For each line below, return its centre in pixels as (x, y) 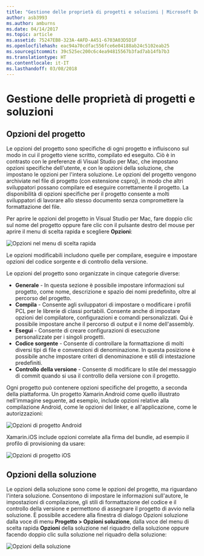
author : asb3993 (27, 18)
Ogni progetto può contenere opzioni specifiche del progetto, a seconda (97, 388)
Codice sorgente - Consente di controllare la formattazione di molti (99, 343)
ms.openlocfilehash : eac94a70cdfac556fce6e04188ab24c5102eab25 (88, 46)
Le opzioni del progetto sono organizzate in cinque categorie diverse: (93, 273)
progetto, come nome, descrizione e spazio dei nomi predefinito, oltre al (105, 292)
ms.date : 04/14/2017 (32, 29)
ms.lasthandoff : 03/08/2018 (42, 69)
